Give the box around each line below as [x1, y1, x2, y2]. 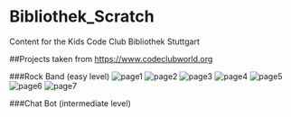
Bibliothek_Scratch [9, 6, 155, 27]
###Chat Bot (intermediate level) [9, 97, 131, 109]
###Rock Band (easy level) [9, 70, 110, 82]
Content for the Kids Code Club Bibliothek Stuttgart [9, 36, 201, 47]
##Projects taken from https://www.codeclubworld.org [9, 53, 213, 64]
